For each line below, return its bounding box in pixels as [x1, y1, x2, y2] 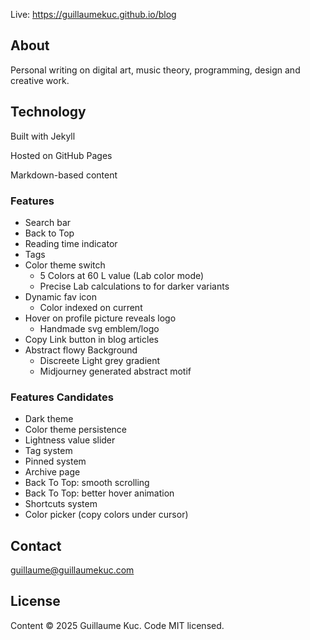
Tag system [24, 445, 73, 457]
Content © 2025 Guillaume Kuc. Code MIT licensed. [10, 619, 225, 631]
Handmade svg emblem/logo [39, 322, 160, 334]
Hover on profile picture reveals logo [24, 312, 177, 324]
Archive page [24, 466, 81, 478]
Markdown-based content [10, 169, 118, 181]
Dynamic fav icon [24, 290, 97, 303]
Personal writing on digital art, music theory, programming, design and [10, 64, 301, 76]
